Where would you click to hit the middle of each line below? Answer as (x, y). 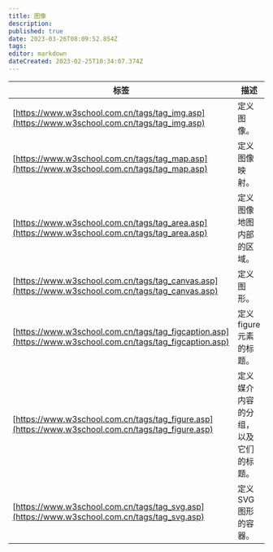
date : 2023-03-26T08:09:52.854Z (63, 39)
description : (30, 24)
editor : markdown (38, 54)
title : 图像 (27, 16)
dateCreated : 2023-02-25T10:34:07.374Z (76, 62)
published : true (36, 31)
